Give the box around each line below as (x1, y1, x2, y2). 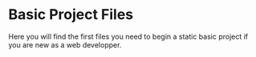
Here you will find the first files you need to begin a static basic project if (8, 32, 249, 41)
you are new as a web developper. (8, 40, 122, 49)
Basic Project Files (8, 6, 134, 24)
